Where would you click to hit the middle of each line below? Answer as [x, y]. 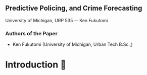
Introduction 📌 [36, 65]
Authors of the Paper [32, 33]
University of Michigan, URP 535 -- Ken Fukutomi [57, 20]
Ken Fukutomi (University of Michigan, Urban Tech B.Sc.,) [72, 44]
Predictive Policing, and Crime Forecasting [74, 8]
